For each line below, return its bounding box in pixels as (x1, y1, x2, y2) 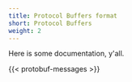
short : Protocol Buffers (8, 19, 92, 27)
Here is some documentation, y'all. (8, 49, 125, 59)
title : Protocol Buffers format (8, 11, 117, 20)
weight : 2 (8, 27, 42, 35)
